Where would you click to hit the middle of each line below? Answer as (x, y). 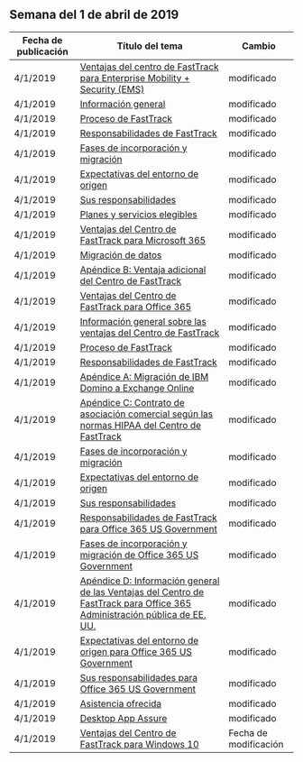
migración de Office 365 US (139, 555)
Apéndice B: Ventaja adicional (143, 270)
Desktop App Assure (124, 718)
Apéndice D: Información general (150, 581)
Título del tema (150, 46)
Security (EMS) (112, 89)
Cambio (259, 46)
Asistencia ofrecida (121, 703)
